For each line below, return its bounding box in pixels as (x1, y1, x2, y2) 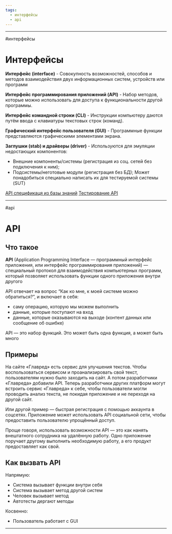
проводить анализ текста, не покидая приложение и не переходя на (5, 391, 155, 397)
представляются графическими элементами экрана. (5, 133, 122, 139)
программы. (5, 102, 32, 109)
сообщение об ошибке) (12, 320, 64, 326)
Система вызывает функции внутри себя (12, 482, 102, 488)
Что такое (5, 243, 39, 251)
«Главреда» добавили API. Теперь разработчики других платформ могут (5, 380, 166, 387)
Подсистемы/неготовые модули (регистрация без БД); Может (12, 169, 150, 176)
